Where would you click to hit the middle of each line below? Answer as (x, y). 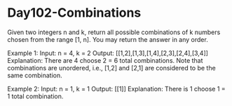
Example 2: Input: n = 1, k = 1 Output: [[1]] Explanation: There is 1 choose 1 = (116, 89)
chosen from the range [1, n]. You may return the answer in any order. (108, 39)
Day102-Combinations (74, 13)
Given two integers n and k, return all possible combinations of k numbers (114, 32)
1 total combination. (35, 96)
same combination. (35, 75)
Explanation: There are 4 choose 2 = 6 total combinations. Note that (105, 60)
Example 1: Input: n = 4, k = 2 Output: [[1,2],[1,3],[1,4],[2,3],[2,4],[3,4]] (108, 53)
